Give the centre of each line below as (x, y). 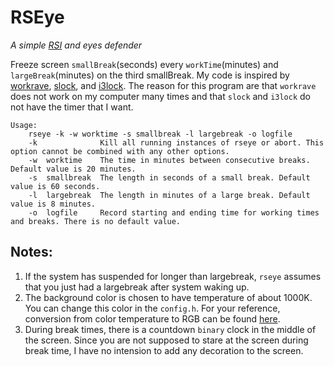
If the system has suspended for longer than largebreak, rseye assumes (173, 276)
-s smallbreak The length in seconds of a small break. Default (169, 177)
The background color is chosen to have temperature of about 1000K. (168, 297)
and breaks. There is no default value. (96, 221)
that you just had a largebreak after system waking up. (137, 287)
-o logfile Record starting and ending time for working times (174, 212)
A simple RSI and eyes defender (76, 45)
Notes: (31, 252)
